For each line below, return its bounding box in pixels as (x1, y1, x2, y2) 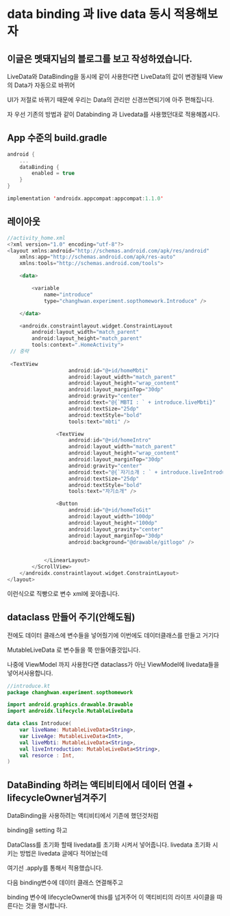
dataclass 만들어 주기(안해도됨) (7, 612, 136, 623)
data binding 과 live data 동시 (7, 6, 171, 22)
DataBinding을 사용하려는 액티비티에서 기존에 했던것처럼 (7, 812, 159, 820)
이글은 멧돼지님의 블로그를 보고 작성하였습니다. (7, 53, 193, 65)
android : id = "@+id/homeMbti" (68, 367, 149, 374)
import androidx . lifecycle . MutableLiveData (7, 708, 133, 715)
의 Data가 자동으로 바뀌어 (7, 81, 75, 89)
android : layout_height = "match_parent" (31, 335, 142, 342)
